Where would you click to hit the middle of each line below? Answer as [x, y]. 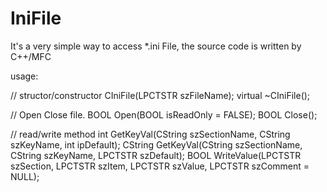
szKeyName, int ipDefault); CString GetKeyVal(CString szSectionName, [156, 144]
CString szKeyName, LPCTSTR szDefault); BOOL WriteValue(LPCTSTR [156, 155]
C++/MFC [31, 56]
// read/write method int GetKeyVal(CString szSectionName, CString [150, 134]
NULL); [25, 176]
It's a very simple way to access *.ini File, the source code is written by [156, 46]
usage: [24, 76]
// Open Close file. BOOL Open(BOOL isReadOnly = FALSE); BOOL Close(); [164, 114]
